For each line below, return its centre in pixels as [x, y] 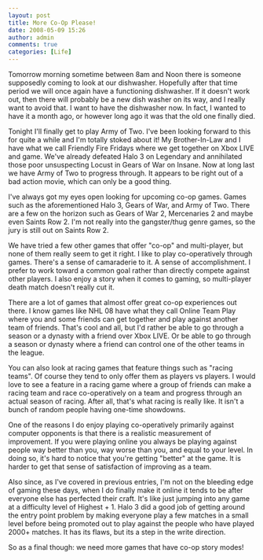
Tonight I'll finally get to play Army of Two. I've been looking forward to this [130, 131]
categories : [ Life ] [40, 52]
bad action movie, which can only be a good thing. [90, 181]
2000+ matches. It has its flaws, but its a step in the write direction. [117, 532]
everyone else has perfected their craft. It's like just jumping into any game [129, 499]
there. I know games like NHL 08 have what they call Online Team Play [122, 311]
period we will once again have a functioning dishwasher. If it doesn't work [129, 91]
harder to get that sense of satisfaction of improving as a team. [110, 466]
